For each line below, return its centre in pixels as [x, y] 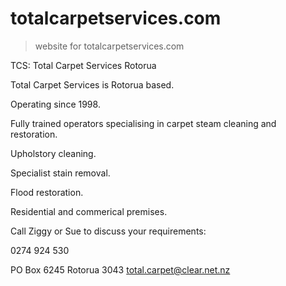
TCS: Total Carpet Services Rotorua [83, 65]
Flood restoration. [47, 192]
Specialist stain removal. [60, 173]
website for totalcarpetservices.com [109, 46]
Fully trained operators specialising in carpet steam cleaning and [143, 123]
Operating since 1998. [55, 104]
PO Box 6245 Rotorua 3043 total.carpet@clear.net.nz [120, 269]
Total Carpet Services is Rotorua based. [92, 84]
